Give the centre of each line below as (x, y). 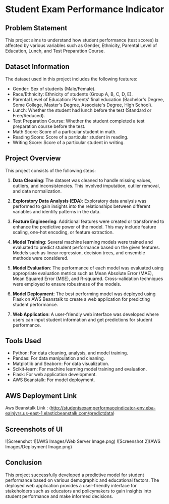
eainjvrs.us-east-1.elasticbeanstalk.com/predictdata (59, 414)
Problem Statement (36, 28)
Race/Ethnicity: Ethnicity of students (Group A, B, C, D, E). (73, 94)
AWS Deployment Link (41, 396)
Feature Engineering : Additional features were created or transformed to (88, 221)
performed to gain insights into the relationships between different (81, 206)
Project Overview (33, 158)
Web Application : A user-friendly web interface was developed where (86, 314)
